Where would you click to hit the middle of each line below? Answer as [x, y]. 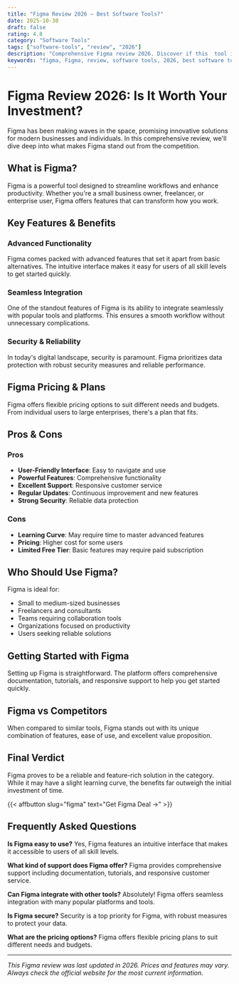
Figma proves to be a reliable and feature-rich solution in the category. [111, 775]
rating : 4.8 [25, 34]
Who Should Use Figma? [63, 572]
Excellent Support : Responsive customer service [90, 485]
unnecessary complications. [49, 323]
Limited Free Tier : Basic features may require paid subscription [111, 549]
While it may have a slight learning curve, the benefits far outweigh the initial [119, 783]
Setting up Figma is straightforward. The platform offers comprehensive [112, 673]
